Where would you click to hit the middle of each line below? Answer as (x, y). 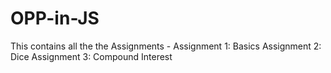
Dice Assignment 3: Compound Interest (91, 56)
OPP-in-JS (55, 18)
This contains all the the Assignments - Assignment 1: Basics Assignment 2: (166, 46)
